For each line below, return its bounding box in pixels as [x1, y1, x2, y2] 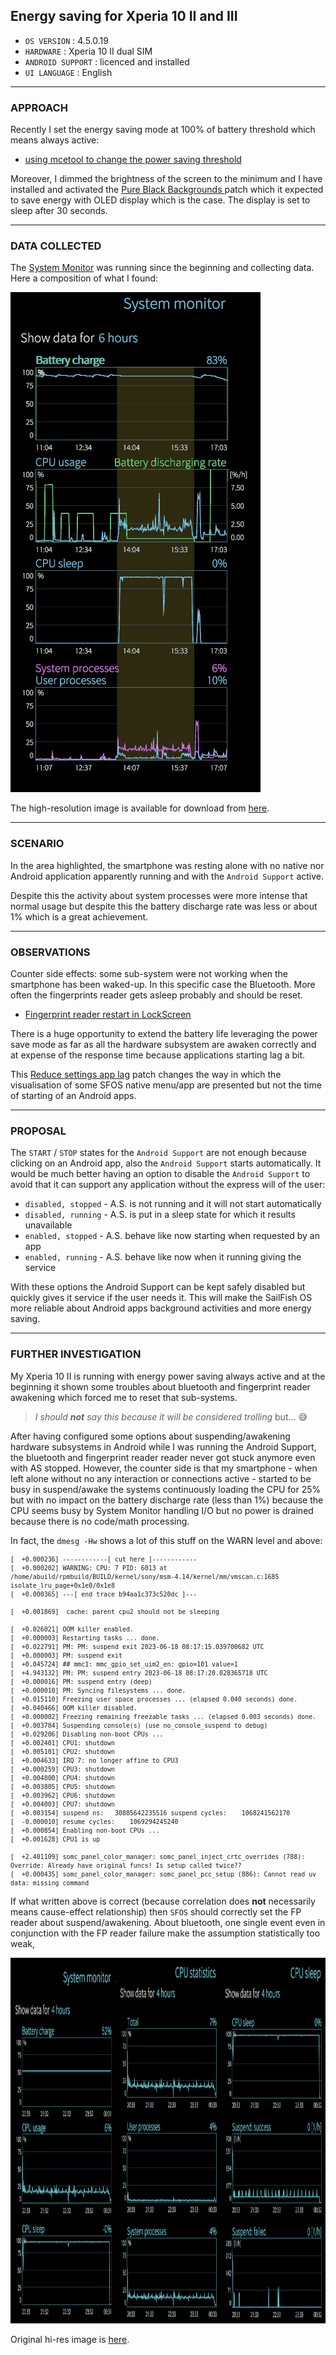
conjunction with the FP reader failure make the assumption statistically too [10, 1927, 321, 1939]
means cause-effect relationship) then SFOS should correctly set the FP [10, 1905, 302, 1918]
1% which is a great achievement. [10, 910, 149, 923]
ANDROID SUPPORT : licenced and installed [24, 55, 190, 68]
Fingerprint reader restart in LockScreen [24, 1009, 192, 1020]
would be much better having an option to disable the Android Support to [10, 1168, 311, 1180]
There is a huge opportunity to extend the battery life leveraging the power [10, 1028, 318, 1039]
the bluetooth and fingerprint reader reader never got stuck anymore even [10, 1451, 316, 1463]
